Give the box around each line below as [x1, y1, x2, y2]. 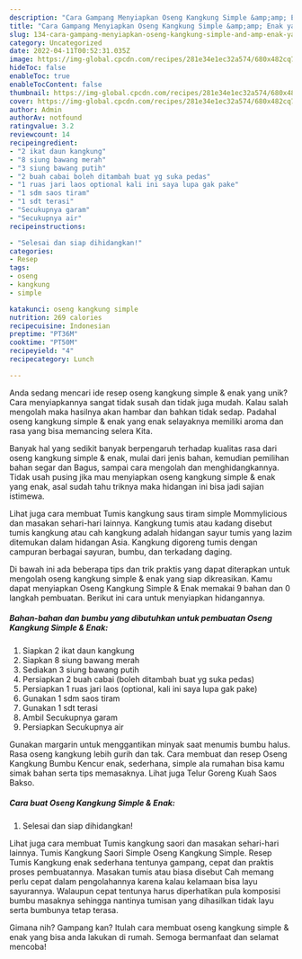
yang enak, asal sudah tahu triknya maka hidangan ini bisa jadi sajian [9, 481, 264, 492]
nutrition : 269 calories [9, 313, 102, 322]
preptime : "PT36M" [9, 330, 78, 339]
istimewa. [9, 491, 45, 502]
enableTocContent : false [9, 80, 102, 89]
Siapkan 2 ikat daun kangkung [22, 644, 135, 656]
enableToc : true [9, 72, 70, 81]
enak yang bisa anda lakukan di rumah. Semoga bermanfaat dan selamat [9, 931, 279, 942]
